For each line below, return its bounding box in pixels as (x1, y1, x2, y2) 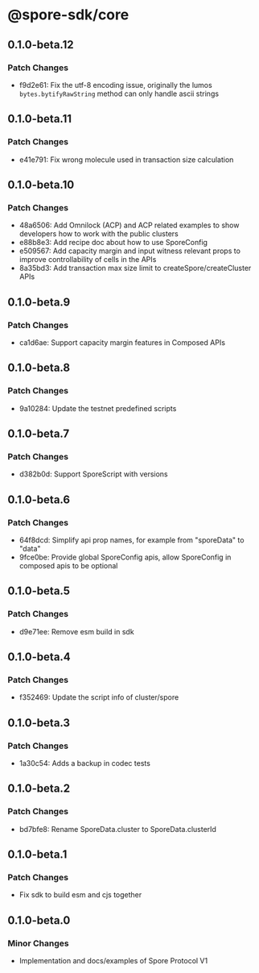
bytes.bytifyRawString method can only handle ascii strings (18, 89, 219, 98)
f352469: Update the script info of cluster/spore (18, 692, 179, 702)
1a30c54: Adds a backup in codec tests (18, 759, 150, 768)
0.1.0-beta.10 (7, 177, 75, 191)
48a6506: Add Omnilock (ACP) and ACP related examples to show (18, 220, 240, 231)
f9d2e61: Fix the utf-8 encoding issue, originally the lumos (18, 80, 212, 89)
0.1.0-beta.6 (7, 493, 70, 506)
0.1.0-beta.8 (7, 361, 70, 375)
